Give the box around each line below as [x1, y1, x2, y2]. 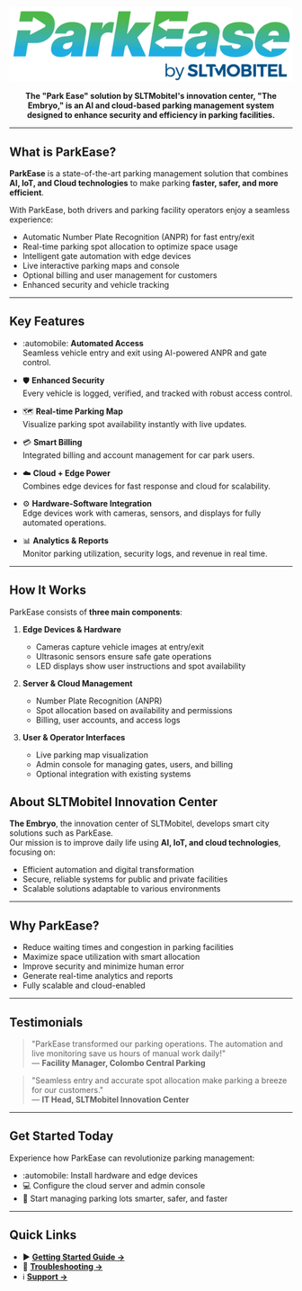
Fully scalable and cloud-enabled [22, 980, 146, 991]
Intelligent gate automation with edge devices [22, 250, 191, 261]
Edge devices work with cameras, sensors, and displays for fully [22, 507, 262, 518]
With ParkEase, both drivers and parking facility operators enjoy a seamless [9, 204, 290, 215]
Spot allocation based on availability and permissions [35, 704, 234, 715]
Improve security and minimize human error [22, 961, 185, 972]
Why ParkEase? [9, 918, 100, 933]
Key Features [9, 314, 85, 329]
